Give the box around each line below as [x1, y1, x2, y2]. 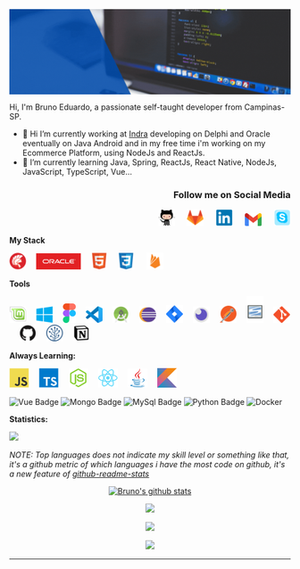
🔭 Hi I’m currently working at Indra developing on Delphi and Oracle [21, 128, 271, 139]
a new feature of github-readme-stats [9, 468, 150, 479]
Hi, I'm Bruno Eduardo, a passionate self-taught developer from [9, 102, 243, 112]
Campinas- [244, 102, 286, 112]
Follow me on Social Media [172, 188, 291, 201]
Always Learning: [9, 350, 76, 360]
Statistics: [9, 414, 48, 425]
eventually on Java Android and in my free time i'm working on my [21, 137, 266, 148]
